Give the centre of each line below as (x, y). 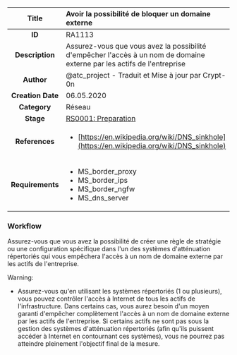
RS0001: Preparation (101, 118)
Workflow (25, 226)
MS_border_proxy (107, 171)
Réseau (78, 107)
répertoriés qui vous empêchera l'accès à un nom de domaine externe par (115, 256)
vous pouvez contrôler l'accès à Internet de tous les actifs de (106, 299)
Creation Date (35, 96)
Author (35, 79)
